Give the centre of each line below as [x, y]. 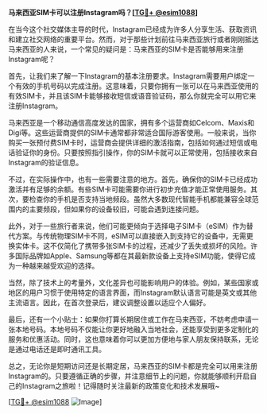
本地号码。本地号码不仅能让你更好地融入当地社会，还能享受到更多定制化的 [137, 329]
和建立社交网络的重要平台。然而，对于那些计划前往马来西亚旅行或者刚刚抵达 [133, 39]
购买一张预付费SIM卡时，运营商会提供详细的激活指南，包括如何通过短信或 [130, 143]
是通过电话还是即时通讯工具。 [57, 349]
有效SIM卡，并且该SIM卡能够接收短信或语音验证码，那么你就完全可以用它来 [132, 96]
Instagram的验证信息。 [46, 163]
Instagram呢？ [32, 59]
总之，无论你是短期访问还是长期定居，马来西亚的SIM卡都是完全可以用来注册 [133, 366]
